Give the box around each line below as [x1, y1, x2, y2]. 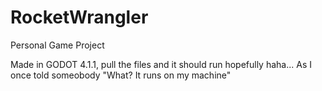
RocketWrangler [10, 6, 149, 29]
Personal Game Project [10, 39, 105, 51]
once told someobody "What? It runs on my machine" [10, 69, 232, 81]
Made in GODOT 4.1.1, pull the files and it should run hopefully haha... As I [10, 58, 312, 70]
